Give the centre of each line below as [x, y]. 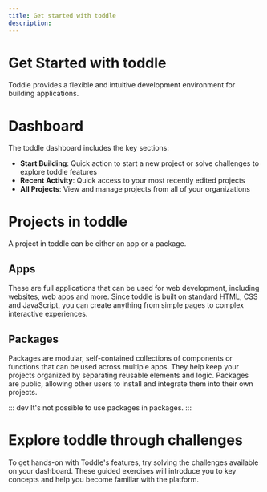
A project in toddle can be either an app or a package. [97, 244]
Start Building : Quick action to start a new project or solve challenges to [139, 163]
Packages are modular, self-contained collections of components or [120, 358]
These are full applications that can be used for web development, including [134, 288]
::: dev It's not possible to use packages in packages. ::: [100, 407]
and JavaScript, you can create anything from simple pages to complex [126, 305]
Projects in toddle [68, 222]
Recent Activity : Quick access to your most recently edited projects [132, 180]
